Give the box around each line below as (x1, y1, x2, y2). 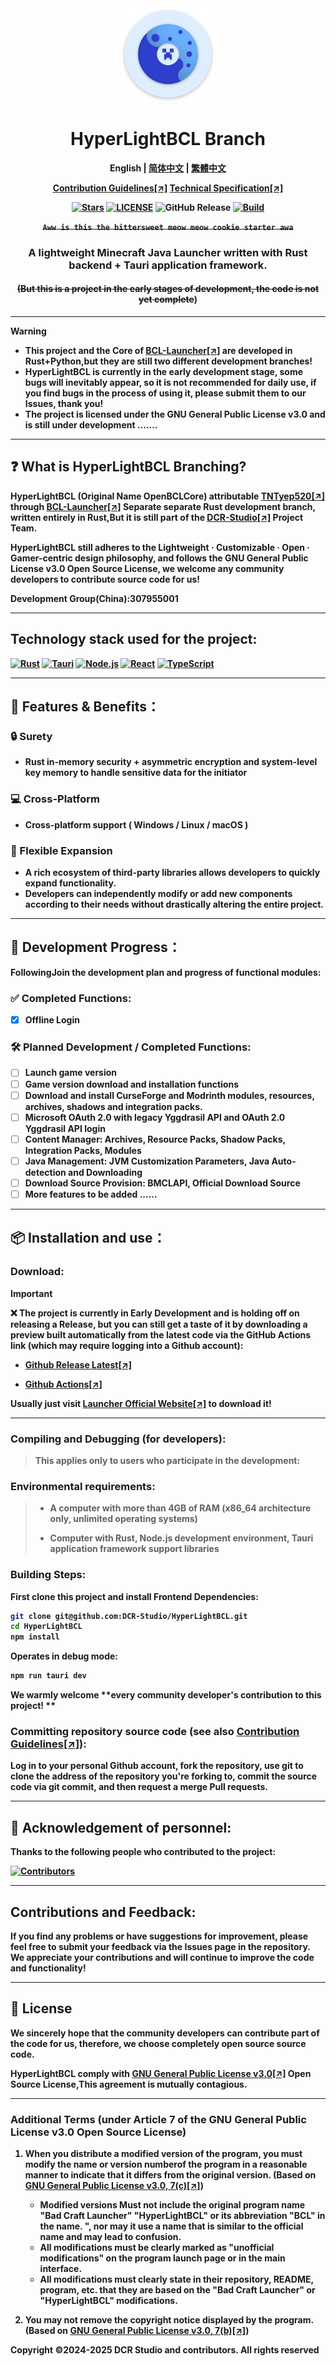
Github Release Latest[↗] (24, 1358, 132, 1371)
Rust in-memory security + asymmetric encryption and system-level (24, 756, 318, 768)
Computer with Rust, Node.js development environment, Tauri (49, 1532, 314, 1544)
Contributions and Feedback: (10, 1903, 197, 1921)
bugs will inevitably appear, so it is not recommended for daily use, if (24, 377, 317, 389)
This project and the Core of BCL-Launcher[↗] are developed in (24, 345, 293, 357)
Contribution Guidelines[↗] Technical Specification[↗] (52, 182, 284, 194)
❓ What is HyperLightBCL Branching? (10, 458, 247, 476)
